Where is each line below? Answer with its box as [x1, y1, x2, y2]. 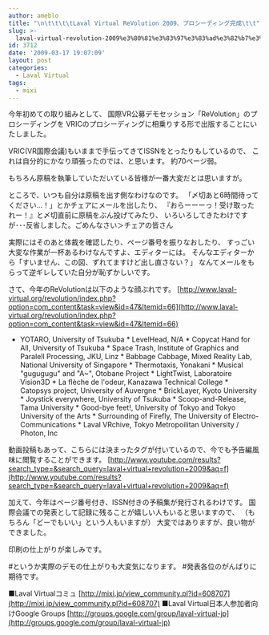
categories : [8, 64, 48, 72]
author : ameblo [8, 11, 59, 20]
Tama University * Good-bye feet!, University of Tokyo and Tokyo [19, 402, 236, 413]
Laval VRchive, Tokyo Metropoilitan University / [82, 420, 239, 430]
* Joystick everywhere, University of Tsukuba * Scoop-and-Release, [19, 394, 247, 404]
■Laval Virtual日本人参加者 [161, 599, 251, 609]
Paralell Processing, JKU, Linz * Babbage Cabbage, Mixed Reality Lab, [19, 352, 252, 362]
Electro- [231, 411, 259, 421]
